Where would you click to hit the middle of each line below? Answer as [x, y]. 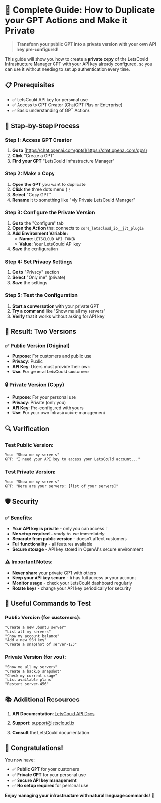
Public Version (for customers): [43, 617]
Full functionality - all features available [52, 544]
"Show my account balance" [32, 636]
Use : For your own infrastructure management [59, 412]
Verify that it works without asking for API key [58, 316]
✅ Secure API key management [44, 780]
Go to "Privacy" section [36, 272]
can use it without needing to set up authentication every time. [68, 69]
